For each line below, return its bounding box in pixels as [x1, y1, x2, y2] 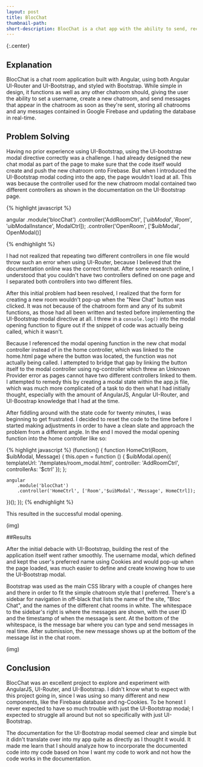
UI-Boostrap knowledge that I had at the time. [6, 397, 120, 404]
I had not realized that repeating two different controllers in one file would [6, 252, 189, 259]
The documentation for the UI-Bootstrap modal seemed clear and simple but [6, 729, 197, 736]
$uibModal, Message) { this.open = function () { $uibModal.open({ [6, 453, 172, 460]
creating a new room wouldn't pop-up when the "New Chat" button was [6, 296, 185, 303]
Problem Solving [6, 132, 70, 142]
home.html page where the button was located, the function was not [6, 352, 177, 360]
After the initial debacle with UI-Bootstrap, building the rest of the [6, 545, 169, 552]
